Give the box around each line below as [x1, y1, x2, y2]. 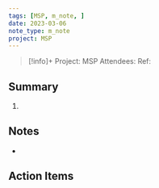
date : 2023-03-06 [8, 19, 67, 27]
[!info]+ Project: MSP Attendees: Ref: [27, 56, 152, 66]
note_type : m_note [8, 27, 70, 35]
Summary [8, 80, 59, 94]
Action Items [8, 169, 74, 183]
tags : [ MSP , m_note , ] [8, 11, 85, 20]
